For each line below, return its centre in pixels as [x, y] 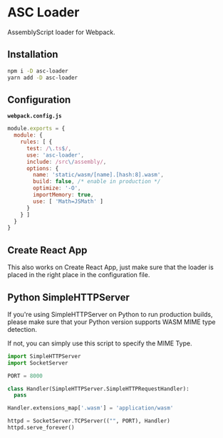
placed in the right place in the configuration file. [79, 275]
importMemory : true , [63, 195]
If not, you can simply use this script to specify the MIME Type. [100, 343]
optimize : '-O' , [57, 188]
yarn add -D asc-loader [43, 78]
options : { [42, 168]
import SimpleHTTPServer [44, 356]
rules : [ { [36, 142]
